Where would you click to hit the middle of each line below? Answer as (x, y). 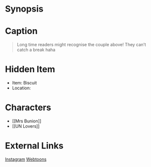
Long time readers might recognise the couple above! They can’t (81, 45)
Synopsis (24, 9)
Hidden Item (30, 69)
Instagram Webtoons (26, 159)
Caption (21, 31)
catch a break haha (36, 50)
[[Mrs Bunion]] (27, 121)
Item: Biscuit (24, 83)
